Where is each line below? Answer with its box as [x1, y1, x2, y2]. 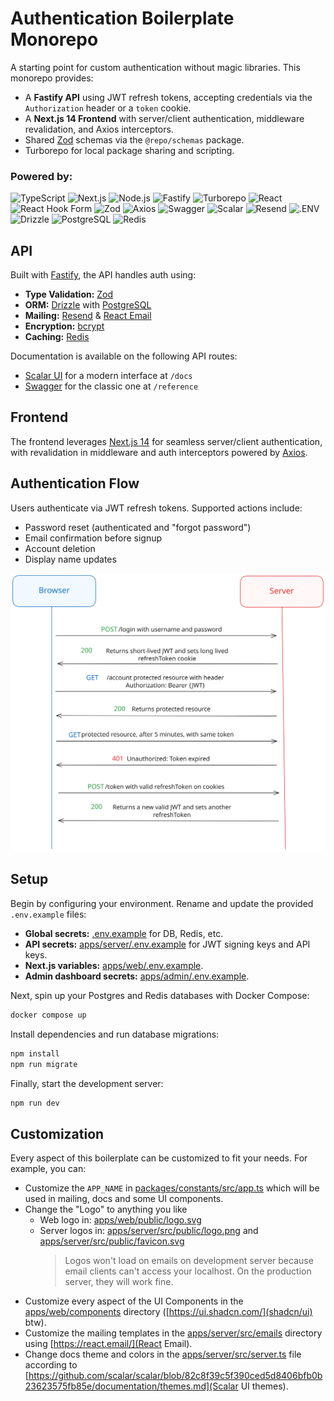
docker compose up [10, 1010, 87, 1020]
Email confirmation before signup [24, 532, 163, 544]
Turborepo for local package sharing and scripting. [24, 144, 235, 156]
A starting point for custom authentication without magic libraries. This [10, 61, 301, 73]
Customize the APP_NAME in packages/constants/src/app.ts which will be [24, 1182, 320, 1194]
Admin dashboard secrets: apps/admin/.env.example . [24, 970, 250, 982]
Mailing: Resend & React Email [24, 310, 152, 322]
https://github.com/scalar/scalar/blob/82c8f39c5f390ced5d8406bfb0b [28, 1370, 323, 1382]
